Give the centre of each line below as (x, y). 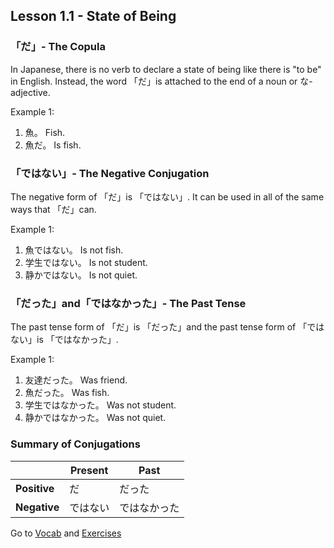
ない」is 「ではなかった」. (64, 340)
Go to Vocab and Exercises (66, 533)
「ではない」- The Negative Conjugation (110, 173)
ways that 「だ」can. (53, 209)
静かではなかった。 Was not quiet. (95, 418)
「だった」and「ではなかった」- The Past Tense (128, 303)
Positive (35, 488)
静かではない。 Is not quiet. (81, 275)
